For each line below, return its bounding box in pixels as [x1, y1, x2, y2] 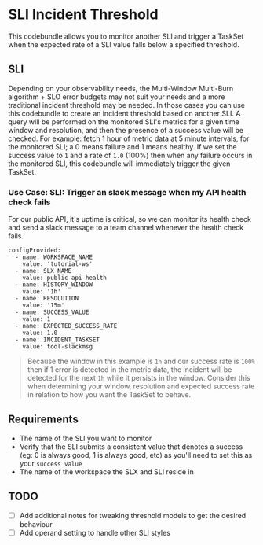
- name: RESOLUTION [15, 295, 79, 303]
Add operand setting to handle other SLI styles [19, 528, 171, 537]
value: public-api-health [22, 274, 108, 282]
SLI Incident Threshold [8, 6, 159, 24]
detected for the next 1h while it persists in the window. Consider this [27, 374, 250, 383]
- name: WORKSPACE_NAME [15, 253, 93, 261]
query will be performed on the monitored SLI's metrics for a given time [8, 116, 239, 127]
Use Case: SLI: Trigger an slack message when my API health [8, 186, 247, 197]
